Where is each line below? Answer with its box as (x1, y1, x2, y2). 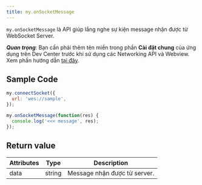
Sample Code (6, 74, 58, 85)
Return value (6, 141, 56, 151)
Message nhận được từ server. (67, 169, 155, 177)
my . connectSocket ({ (6, 90, 56, 96)
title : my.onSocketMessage (6, 8, 75, 15)
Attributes (9, 158, 39, 167)
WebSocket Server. (6, 32, 55, 39)
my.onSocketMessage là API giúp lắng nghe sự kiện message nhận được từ (6, 25, 188, 33)
